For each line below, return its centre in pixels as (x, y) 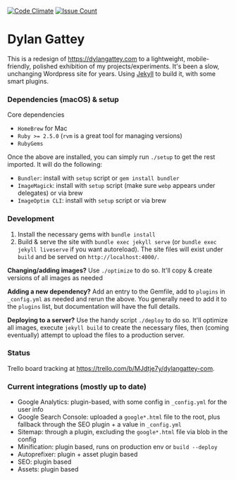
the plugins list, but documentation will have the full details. (94, 306)
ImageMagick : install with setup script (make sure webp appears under (116, 186)
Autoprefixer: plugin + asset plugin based (77, 455)
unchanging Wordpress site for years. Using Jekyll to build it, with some (112, 73)
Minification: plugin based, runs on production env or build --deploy (117, 447)
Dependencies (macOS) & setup (63, 99)
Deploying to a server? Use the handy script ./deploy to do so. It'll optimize (118, 320)
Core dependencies (36, 115)
